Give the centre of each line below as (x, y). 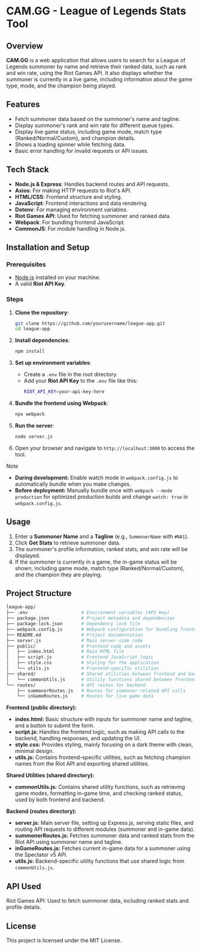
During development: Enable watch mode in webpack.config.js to (96, 477)
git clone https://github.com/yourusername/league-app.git (90, 323)
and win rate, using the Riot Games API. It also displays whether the (89, 73)
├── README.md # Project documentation (75, 635)
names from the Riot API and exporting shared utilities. (82, 764)
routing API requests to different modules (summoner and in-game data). (105, 829)
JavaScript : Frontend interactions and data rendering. (81, 203)
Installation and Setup (48, 248)
